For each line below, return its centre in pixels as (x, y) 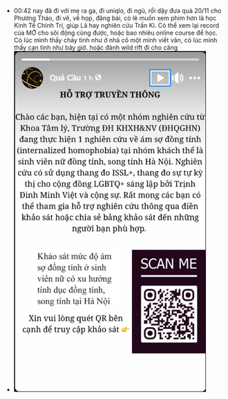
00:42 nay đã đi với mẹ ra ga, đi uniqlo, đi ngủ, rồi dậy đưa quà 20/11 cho (117, 11)
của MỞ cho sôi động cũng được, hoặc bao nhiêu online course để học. (116, 33)
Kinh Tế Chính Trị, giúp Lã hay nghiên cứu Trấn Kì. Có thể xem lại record (116, 25)
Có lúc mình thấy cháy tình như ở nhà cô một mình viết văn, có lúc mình (115, 40)
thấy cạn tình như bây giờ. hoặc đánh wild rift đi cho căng (96, 47)
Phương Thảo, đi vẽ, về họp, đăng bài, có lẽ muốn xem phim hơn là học (115, 18)
